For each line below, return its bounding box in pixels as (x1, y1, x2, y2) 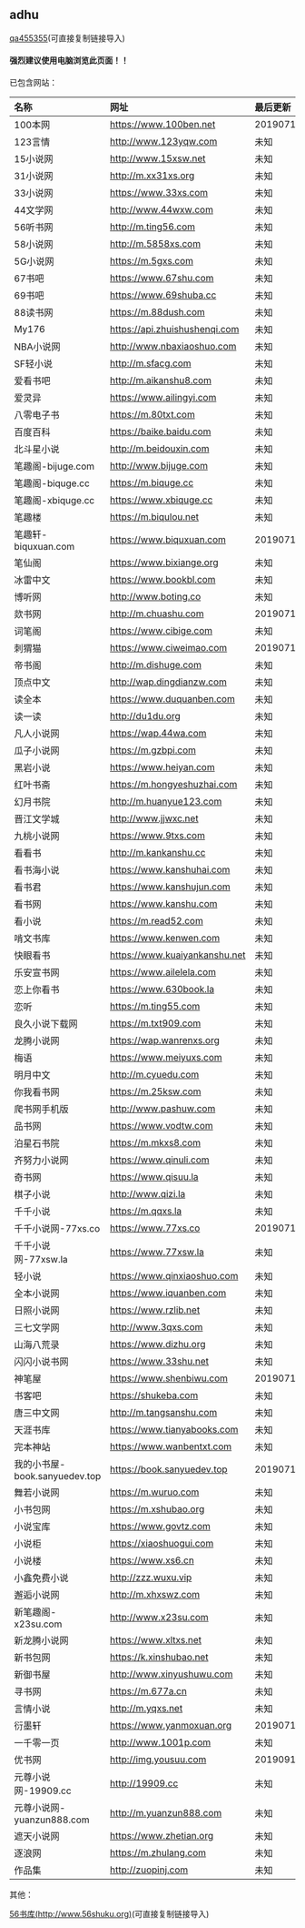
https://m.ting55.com (110, 1000, 201, 1013)
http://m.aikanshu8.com (110, 374, 212, 387)
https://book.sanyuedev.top (110, 1463, 229, 1476)
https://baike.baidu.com (110, 425, 212, 438)
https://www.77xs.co (110, 1222, 201, 1234)
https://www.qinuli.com (110, 1153, 211, 1166)
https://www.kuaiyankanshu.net (110, 949, 246, 961)
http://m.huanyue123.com (110, 796, 222, 808)
